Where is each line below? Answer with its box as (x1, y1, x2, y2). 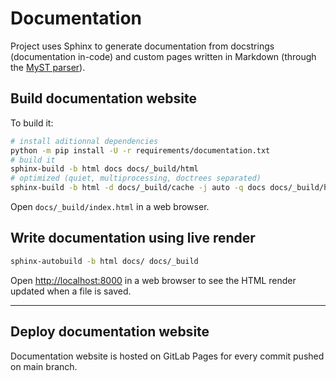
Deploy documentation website (10, 323, 210, 341)
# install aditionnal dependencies (10, 136, 159, 146)
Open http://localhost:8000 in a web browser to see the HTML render (10, 274, 297, 286)
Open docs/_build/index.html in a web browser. (10, 201, 210, 212)
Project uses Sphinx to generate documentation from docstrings (10, 40, 275, 52)
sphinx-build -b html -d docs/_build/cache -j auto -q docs (10, 183, 267, 193)
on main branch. (10, 360, 78, 372)
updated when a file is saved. (10, 285, 132, 297)
